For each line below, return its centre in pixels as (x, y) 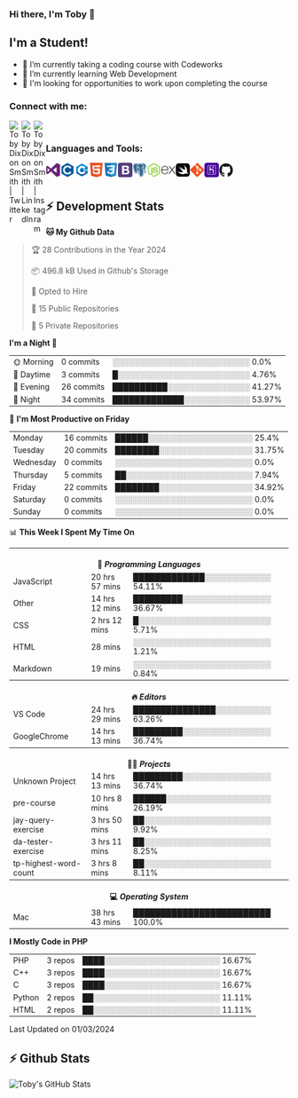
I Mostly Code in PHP (49, 942)
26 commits (82, 387)
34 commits (82, 399)
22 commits (86, 486)
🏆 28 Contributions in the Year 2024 (98, 250)
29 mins (106, 719)
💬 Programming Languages (149, 565)
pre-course (34, 803)
